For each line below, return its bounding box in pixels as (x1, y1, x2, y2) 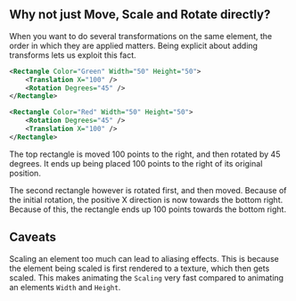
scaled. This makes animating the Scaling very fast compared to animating (9, 272, 284, 283)
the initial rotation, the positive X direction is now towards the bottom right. (9, 194, 284, 205)
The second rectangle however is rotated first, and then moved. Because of (9, 184, 287, 195)
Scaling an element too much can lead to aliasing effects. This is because (9, 253, 279, 264)
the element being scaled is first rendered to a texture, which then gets (9, 263, 270, 273)
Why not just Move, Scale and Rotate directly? (9, 7, 271, 22)
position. (9, 167, 42, 178)
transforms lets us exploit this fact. (9, 49, 136, 61)
